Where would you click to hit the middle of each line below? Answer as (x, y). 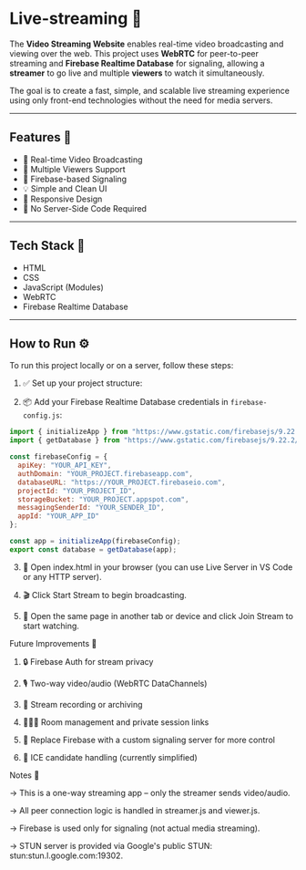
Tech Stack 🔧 (47, 246)
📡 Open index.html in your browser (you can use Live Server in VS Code (158, 567)
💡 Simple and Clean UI (65, 188)
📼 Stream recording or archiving (82, 704)
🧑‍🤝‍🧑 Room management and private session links (116, 722)
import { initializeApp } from (69, 432)
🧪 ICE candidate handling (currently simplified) (110, 757)
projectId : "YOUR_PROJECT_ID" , (77, 491)
